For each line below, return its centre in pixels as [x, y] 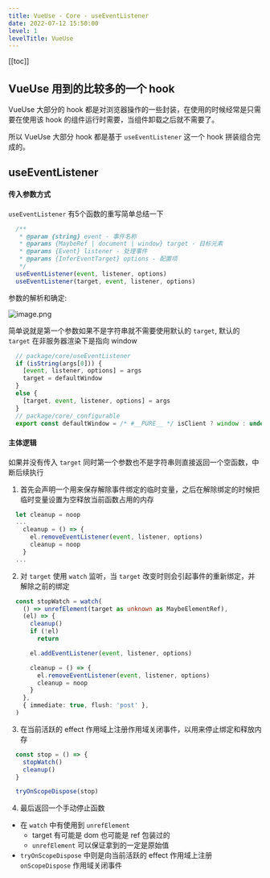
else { [27, 393]
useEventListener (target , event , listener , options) [106, 281]
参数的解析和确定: [38, 298]
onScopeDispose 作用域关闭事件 [71, 866]
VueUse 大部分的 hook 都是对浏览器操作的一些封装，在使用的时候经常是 [128, 110]
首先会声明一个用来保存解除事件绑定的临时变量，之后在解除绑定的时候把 [139, 489]
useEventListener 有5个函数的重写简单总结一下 [86, 214]
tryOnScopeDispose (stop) [57, 792]
